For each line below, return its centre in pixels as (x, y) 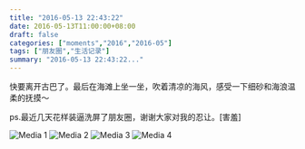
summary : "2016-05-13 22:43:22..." (77, 60)
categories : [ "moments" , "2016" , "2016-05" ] (91, 43)
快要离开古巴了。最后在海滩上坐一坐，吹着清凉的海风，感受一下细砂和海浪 (148, 86)
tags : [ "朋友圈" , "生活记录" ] (60, 51)
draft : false (34, 34)
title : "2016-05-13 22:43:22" (67, 18)
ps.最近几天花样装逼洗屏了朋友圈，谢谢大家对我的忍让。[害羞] (126, 117)
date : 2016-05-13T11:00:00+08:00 (73, 26)
